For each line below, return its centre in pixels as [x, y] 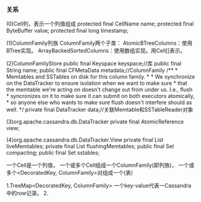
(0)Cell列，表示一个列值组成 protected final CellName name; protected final [100, 24]
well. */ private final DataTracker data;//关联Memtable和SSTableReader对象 [100, 109]
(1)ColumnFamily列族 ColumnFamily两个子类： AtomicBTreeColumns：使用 [100, 43]
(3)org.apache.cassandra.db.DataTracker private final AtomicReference [95, 122]
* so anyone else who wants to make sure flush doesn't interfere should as [99, 103]
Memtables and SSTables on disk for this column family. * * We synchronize [101, 77]
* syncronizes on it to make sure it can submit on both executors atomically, [101, 96]
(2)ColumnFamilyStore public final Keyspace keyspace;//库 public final [94, 64]
